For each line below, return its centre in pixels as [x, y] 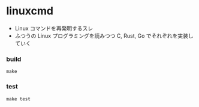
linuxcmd [30, 11]
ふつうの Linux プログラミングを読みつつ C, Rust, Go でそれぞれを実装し [104, 36]
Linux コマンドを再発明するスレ [54, 28]
